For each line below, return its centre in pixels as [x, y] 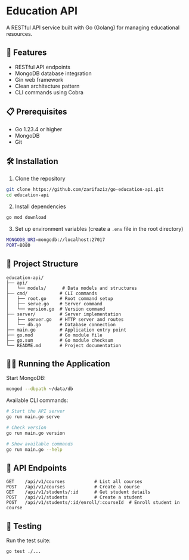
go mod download [26, 218]
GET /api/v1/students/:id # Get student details [78, 492]
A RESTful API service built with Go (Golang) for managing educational [93, 27]
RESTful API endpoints [42, 67]
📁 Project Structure [42, 264]
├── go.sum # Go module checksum [60, 340]
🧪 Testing [24, 526]
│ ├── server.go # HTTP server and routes [65, 319]
